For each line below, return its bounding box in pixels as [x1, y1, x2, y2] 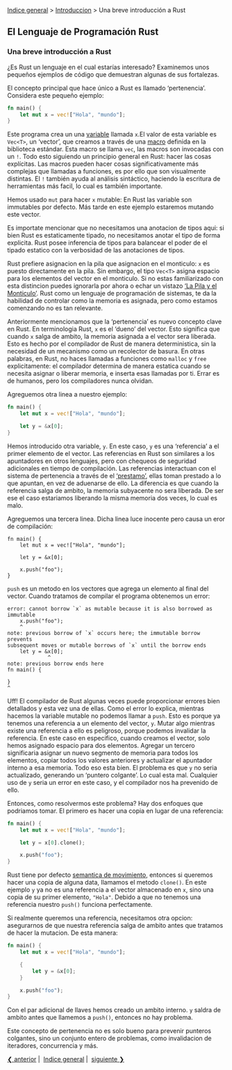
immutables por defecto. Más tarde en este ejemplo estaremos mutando [7, 203, 214, 211]
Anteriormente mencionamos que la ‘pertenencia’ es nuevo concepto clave [7, 317, 222, 326]
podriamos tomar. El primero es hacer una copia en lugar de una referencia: [7, 807, 224, 815]
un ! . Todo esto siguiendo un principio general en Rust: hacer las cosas [7, 153, 212, 161]
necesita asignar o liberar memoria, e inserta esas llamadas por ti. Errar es [7, 369, 220, 378]
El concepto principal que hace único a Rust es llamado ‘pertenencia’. [7, 84, 206, 92]
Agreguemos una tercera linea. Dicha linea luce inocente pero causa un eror [7, 514, 226, 523]
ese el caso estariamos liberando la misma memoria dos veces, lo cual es [7, 494, 217, 502]
